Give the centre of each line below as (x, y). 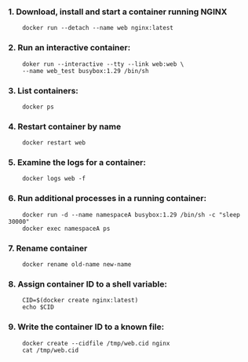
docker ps (38, 107)
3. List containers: (43, 90)
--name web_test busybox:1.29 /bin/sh (86, 71)
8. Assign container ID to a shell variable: (88, 284)
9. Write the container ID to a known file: (86, 327)
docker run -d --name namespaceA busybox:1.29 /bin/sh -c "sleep (131, 214)
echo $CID (38, 307)
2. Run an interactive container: (69, 48)
